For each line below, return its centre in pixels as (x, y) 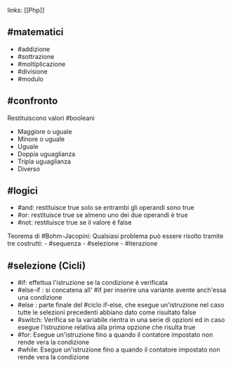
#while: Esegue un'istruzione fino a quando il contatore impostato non (119, 349)
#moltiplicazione (41, 64)
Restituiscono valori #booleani (51, 118)
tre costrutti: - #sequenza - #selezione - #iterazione (82, 243)
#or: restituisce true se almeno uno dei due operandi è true (102, 215)
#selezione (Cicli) (47, 266)
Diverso (29, 168)
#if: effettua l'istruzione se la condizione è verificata (93, 283)
